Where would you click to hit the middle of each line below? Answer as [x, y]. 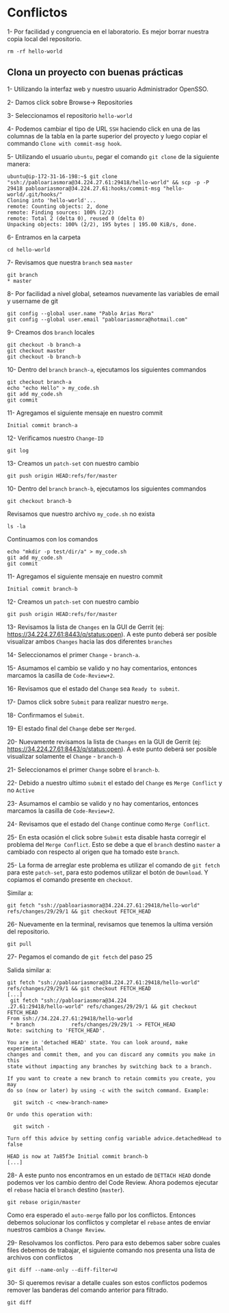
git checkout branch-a [39, 382]
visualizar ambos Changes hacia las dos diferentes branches [90, 641]
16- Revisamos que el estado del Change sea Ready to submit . [93, 688]
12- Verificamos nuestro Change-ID [55, 438]
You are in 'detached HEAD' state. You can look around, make [97, 1042]
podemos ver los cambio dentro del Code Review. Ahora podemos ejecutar [113, 1182]
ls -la [16, 526]
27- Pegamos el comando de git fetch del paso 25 [80, 957]
